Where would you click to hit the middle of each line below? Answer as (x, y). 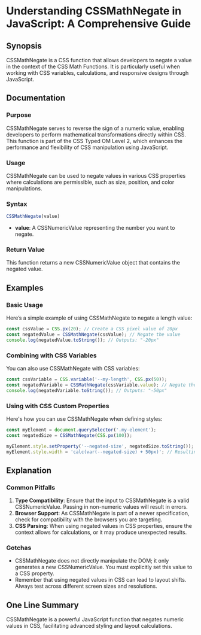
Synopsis (24, 46)
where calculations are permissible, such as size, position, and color (90, 182)
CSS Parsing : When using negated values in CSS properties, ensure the (103, 526)
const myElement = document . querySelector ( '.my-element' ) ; (81, 430)
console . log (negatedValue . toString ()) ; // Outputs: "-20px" (83, 340)
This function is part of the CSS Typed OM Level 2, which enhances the (94, 141)
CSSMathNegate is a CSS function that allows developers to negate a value (99, 60)
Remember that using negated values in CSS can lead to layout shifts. (100, 580)
